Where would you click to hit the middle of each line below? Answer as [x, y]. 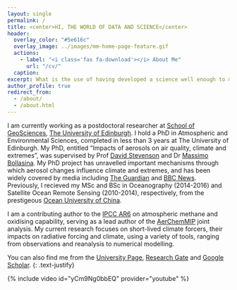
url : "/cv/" [43, 66]
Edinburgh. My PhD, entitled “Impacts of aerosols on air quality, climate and [117, 148]
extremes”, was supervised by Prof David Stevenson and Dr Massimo [108, 155]
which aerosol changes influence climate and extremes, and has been [109, 170]
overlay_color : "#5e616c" [52, 40]
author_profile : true [39, 86]
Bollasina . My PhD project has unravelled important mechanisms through [113, 163]
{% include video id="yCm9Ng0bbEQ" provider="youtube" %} [98, 278]
